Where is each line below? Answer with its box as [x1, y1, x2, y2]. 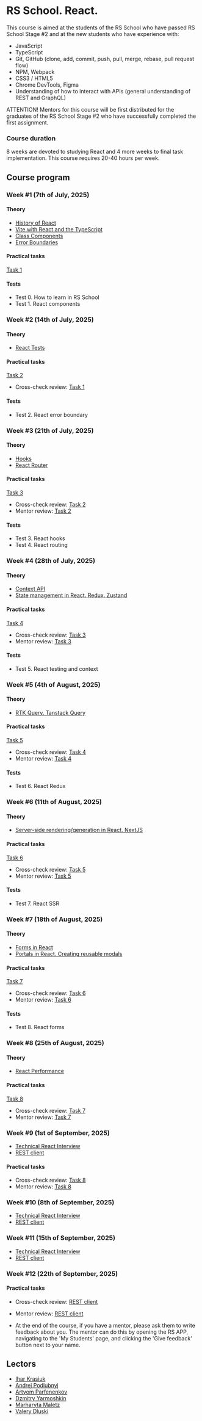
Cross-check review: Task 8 [15, 1176, 86, 1184]
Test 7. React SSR [15, 900, 60, 907]
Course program [6, 172, 70, 183]
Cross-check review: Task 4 [15, 748, 87, 756]
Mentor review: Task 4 [15, 755, 72, 762]
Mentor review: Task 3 [15, 637, 71, 645]
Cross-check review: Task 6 [15, 989, 86, 997]
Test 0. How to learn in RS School [15, 294, 99, 301]
